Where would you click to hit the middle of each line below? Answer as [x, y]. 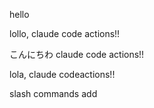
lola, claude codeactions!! [62, 74]
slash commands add [53, 93]
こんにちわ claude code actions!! [77, 54]
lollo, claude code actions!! [65, 33]
